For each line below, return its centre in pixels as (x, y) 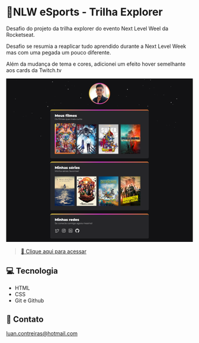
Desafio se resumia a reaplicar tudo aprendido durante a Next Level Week (96, 46)
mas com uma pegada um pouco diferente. (59, 52)
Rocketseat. (21, 34)
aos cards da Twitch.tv (34, 70)
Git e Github (29, 300)
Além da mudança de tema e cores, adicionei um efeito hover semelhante (96, 64)
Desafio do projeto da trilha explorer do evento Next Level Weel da (87, 28)
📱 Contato (25, 319)
